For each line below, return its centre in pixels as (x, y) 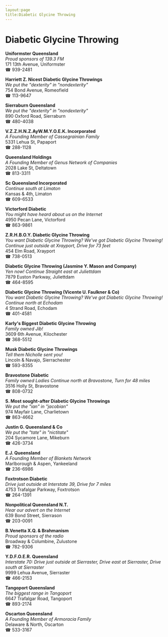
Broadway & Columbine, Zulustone (41, 541)
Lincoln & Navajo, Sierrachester (38, 360)
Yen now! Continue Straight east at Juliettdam (53, 271)
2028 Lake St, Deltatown (31, 168)
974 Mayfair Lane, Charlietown (37, 412)
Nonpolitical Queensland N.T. (37, 505)
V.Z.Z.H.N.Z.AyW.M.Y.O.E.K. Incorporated (50, 131)
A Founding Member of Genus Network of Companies (61, 163)
